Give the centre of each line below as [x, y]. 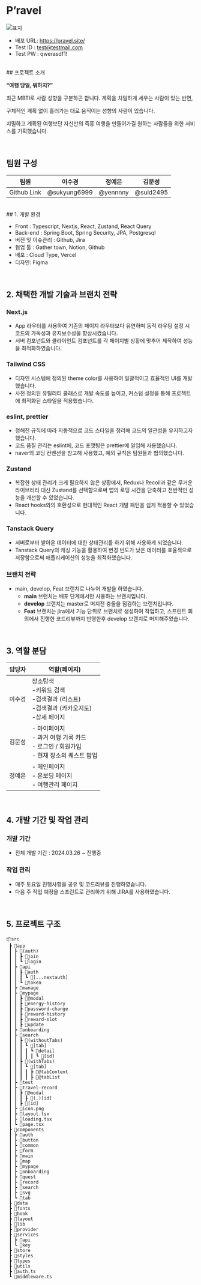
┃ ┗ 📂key [20, 1245]
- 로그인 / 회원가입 [57, 746]
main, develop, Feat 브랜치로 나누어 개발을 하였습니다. [79, 588]
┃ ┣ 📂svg [20, 1193]
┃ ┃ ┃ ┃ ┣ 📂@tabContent [38, 1072]
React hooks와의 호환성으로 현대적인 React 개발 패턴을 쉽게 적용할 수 [96, 505]
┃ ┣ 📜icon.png [26, 1109]
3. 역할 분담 [26, 651]
